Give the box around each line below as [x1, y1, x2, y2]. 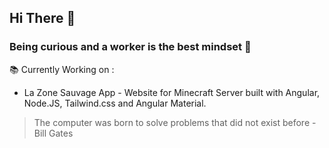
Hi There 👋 [9, 10, 76, 27]
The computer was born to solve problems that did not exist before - [33, 116, 317, 128]
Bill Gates [33, 127, 74, 139]
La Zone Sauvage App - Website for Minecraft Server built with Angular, [23, 86, 321, 98]
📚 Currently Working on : [9, 63, 115, 75]
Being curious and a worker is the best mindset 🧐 [9, 40, 252, 54]
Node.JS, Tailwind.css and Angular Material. [23, 97, 207, 109]
